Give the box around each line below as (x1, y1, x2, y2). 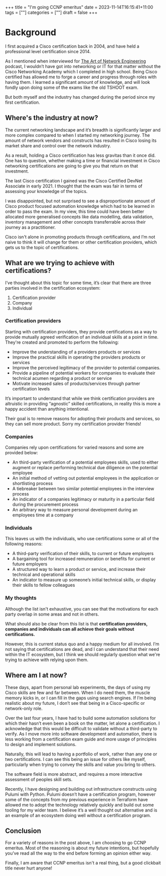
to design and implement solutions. (5, 741, 77, 747)
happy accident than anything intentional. (5, 406, 90, 412)
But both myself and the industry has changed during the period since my (5, 94, 156, 100)
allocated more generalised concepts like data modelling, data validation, (5, 213, 154, 220)
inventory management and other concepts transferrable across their (5, 219, 146, 225)
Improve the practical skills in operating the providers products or (12, 354, 146, 360)
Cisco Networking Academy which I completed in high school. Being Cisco (5, 68, 157, 74)
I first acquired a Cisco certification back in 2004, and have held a (5, 43, 140, 49)
